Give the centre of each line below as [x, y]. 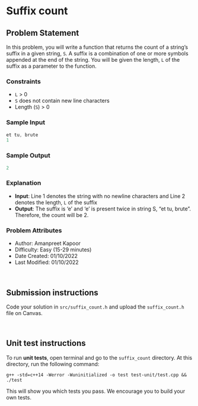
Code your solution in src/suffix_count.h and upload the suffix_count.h [95, 307]
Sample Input [26, 122]
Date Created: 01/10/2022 [46, 256]
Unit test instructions [46, 343]
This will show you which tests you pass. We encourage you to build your [96, 391]
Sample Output [28, 156]
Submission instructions [52, 292]
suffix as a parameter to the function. [51, 66]
